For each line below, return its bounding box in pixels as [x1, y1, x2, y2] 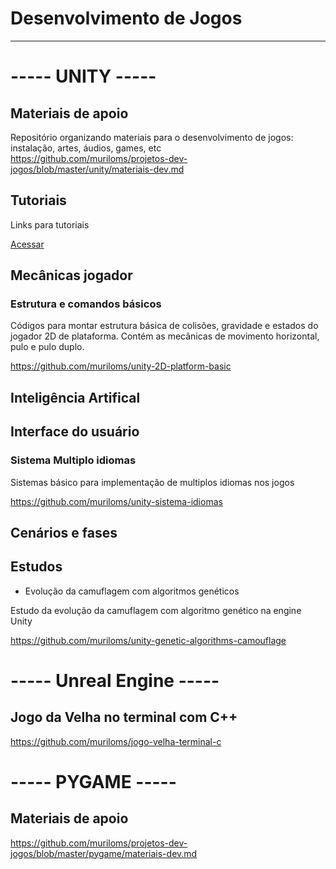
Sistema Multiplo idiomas [10, 453, 137, 467]
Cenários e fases [10, 524, 118, 541]
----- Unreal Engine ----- [10, 669, 220, 692]
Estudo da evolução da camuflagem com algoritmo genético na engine [10, 604, 302, 616]
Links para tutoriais [10, 218, 90, 231]
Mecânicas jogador [10, 267, 133, 284]
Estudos [10, 558, 63, 576]
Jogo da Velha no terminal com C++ [10, 709, 238, 726]
